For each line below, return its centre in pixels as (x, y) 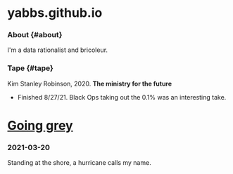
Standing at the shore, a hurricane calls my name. (79, 163)
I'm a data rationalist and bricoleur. (57, 50)
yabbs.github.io (55, 13)
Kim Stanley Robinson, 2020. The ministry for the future (90, 83)
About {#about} (35, 35)
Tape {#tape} (31, 68)
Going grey (40, 125)
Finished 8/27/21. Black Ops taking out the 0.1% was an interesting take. (122, 97)
